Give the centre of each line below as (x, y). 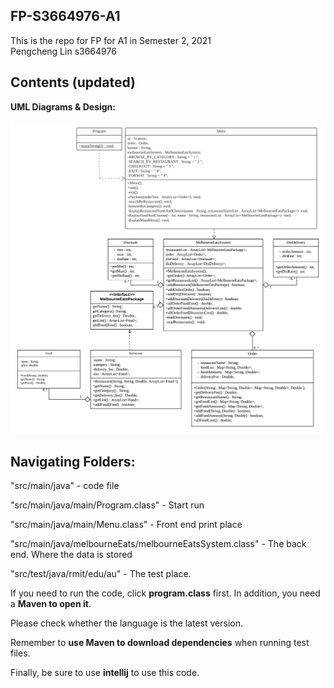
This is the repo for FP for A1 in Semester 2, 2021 (111, 40)
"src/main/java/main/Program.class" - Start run (107, 505)
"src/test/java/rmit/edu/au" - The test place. (101, 573)
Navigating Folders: (73, 461)
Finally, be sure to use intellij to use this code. (105, 672)
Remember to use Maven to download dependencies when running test (160, 642)
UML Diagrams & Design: (63, 106)
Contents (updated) (73, 82)
